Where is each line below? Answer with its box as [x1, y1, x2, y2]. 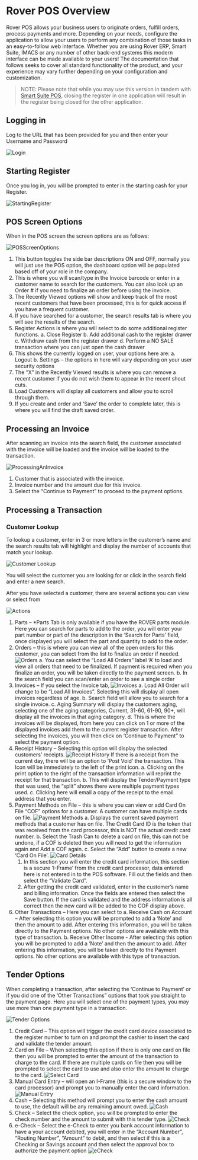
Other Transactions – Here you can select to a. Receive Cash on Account [14, 908, 192, 915]
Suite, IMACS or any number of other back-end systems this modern [6, 49, 173, 56]
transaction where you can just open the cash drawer [14, 344, 145, 351]
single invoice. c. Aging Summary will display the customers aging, [14, 701, 177, 708]
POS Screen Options [6, 216, 83, 226]
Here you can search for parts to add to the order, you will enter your [14, 625, 183, 632]
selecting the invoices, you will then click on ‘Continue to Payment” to [14, 732, 184, 739]
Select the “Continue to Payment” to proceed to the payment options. [14, 488, 184, 495]
